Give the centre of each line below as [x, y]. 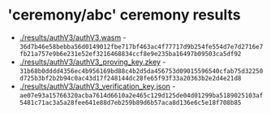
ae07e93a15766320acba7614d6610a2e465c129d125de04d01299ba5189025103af [141, 95]
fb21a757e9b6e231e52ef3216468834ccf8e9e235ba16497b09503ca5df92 [130, 54]
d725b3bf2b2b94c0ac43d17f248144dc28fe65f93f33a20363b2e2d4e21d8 [130, 78]
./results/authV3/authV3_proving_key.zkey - [92, 62]
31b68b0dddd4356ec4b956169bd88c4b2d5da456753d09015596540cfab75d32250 [141, 71]
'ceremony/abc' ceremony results [124, 15]
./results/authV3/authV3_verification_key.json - [97, 86]
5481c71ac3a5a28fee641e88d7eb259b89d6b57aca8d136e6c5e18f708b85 [130, 102]
